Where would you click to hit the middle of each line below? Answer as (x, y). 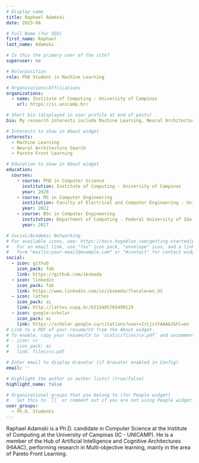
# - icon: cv (22, 341)
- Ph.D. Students (33, 412)
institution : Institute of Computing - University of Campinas (102, 186)
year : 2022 (35, 209)
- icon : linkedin (33, 280)
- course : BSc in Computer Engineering (66, 214)
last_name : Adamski (30, 45)
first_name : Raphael (32, 39)
